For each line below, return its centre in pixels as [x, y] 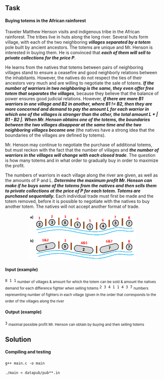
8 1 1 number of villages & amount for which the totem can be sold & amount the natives [81, 281]
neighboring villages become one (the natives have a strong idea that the [80, 130]
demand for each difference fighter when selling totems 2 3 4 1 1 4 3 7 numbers [77, 288]
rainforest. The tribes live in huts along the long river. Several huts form [77, 37]
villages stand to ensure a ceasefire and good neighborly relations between [81, 72]
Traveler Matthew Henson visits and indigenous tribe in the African [72, 31]
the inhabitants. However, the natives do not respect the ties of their [73, 78]
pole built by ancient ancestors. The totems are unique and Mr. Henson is [79, 47]
